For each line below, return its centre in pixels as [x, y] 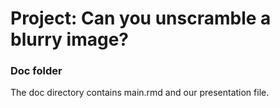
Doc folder [36, 71]
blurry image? [70, 39]
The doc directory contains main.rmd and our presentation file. [140, 93]
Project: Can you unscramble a [141, 18]
